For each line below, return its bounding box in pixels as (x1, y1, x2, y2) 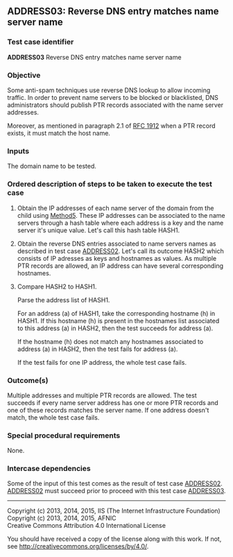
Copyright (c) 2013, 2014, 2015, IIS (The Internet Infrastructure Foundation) (7, 506, 221, 515)
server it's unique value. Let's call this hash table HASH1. (17, 225, 180, 234)
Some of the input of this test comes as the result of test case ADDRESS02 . (7, 479, 223, 488)
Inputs (7, 146, 30, 155)
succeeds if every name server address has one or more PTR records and (7, 398, 218, 406)
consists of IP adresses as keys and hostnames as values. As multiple (17, 254, 217, 262)
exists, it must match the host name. (7, 128, 111, 137)
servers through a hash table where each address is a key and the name (17, 218, 224, 227)
